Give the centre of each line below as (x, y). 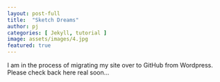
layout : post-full (34, 13)
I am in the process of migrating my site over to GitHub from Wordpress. (110, 65)
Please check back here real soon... (58, 72)
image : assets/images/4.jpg (48, 39)
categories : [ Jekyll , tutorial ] (57, 33)
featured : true (29, 45)
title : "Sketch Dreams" (43, 20)
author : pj (23, 26)
